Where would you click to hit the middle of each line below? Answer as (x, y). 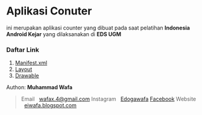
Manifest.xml (31, 63)
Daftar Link (23, 49)
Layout (24, 69)
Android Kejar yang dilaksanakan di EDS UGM (64, 34)
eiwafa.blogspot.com (50, 105)
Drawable (27, 76)
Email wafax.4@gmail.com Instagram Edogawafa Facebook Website (109, 99)
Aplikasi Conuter (49, 11)
